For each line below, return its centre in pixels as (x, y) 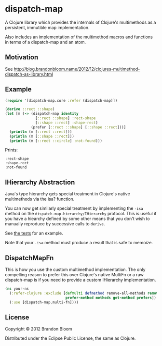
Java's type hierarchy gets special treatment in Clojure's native (67, 194)
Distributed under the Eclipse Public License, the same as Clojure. (70, 338)
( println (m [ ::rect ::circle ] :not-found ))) (56, 141)
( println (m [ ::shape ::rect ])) (42, 136)
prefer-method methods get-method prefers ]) (111, 298)
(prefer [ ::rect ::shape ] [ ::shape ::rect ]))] (78, 127)
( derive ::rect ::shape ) (30, 109)
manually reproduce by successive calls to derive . (55, 224)
